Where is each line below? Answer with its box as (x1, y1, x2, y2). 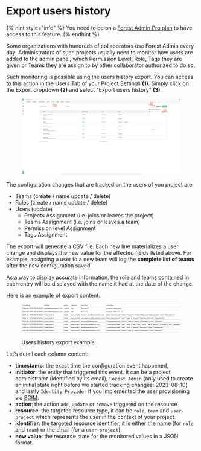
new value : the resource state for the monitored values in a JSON (14, 433, 179, 440)
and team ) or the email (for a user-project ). (14, 426, 123, 433)
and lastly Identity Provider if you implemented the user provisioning (14, 388, 190, 395)
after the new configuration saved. (6, 261, 92, 269)
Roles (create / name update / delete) (14, 199, 108, 206)
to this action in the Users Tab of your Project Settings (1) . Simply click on (6, 80, 189, 87)
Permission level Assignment (24, 225, 96, 232)
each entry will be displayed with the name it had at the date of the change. (6, 280, 194, 287)
